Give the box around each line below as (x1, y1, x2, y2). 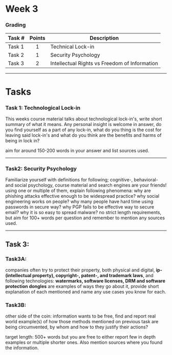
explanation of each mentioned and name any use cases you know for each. (5, 288, 166, 295)
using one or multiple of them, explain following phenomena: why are (5, 187, 151, 194)
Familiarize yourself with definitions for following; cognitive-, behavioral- (5, 177, 159, 183)
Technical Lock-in (50, 43, 95, 50)
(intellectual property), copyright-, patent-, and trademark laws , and (5, 272, 154, 278)
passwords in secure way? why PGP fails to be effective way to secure (5, 204, 155, 210)
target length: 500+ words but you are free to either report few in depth (5, 334, 156, 340)
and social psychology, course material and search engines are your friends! (5, 182, 167, 189)
